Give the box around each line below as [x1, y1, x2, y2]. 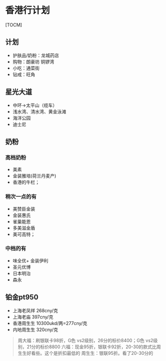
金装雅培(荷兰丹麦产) [12, 173, 57, 179]
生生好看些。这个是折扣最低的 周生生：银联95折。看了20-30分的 [17, 350, 153, 356]
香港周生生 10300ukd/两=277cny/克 [12, 320, 87, 326]
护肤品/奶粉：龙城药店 [12, 52, 59, 58]
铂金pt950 [5, 293, 39, 302]
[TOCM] [5, 21, 22, 28]
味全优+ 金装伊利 [12, 257, 48, 263]
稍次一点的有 [5, 193, 37, 200]
